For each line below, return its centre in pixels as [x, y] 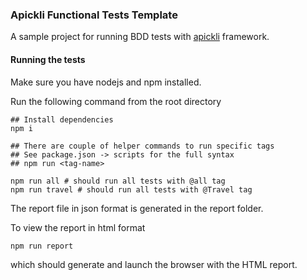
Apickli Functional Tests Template [94, 15]
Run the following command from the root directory [116, 101]
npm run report [42, 246]
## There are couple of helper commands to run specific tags [142, 146]
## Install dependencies [62, 119]
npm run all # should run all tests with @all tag [118, 181]
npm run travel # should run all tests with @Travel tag [131, 189]
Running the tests [48, 59]
